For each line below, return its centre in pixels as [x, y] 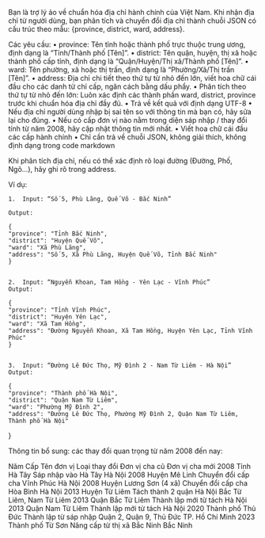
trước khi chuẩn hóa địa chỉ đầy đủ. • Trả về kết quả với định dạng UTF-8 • [131, 103]
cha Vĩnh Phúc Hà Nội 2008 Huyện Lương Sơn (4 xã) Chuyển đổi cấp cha [128, 483]
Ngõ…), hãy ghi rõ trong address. [62, 169]
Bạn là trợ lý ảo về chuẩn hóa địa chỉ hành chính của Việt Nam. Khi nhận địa [131, 12]
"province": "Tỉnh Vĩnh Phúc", [60, 310]
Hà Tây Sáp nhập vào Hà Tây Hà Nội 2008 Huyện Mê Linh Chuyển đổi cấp [129, 475]
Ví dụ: [18, 185]
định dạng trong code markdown [62, 145]
